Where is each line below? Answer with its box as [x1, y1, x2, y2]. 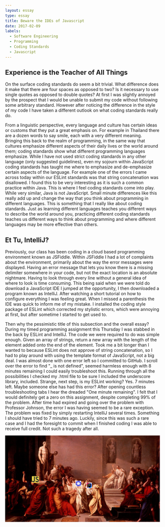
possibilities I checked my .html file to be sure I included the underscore [5, 373, 151, 379]
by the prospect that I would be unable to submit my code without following [5, 97, 158, 103]
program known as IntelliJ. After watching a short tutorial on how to [5, 291, 141, 297]
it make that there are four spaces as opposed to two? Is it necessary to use [5, 87, 159, 93]
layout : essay [5, 8, 34, 13]
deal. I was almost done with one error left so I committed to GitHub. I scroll [5, 358, 158, 364]
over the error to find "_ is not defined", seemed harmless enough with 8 [5, 363, 151, 369]
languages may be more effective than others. [5, 221, 98, 227]
